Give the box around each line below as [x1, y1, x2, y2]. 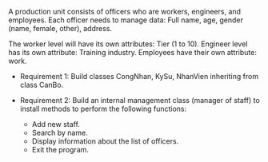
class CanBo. [19, 80, 64, 89]
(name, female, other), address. [8, 24, 112, 33]
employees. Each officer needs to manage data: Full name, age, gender [8, 15, 244, 25]
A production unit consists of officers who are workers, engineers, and [8, 7, 242, 16]
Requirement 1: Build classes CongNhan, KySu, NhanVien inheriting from [19, 72, 258, 81]
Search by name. [31, 128, 88, 137]
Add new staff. [31, 120, 80, 128]
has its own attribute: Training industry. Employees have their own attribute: [8, 48, 258, 57]
